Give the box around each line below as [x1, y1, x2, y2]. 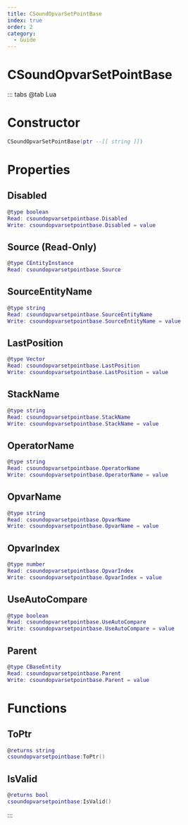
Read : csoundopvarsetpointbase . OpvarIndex [7, 567, 134, 574]
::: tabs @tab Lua [7, 90, 57, 99]
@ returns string [7, 747, 55, 754]
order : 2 [7, 23, 33, 30]
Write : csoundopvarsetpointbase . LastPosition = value [7, 369, 169, 376]
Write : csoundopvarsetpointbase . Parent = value [7, 676, 150, 683]
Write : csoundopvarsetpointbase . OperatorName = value [7, 471, 169, 478]
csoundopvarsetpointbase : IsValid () [7, 798, 112, 805]
